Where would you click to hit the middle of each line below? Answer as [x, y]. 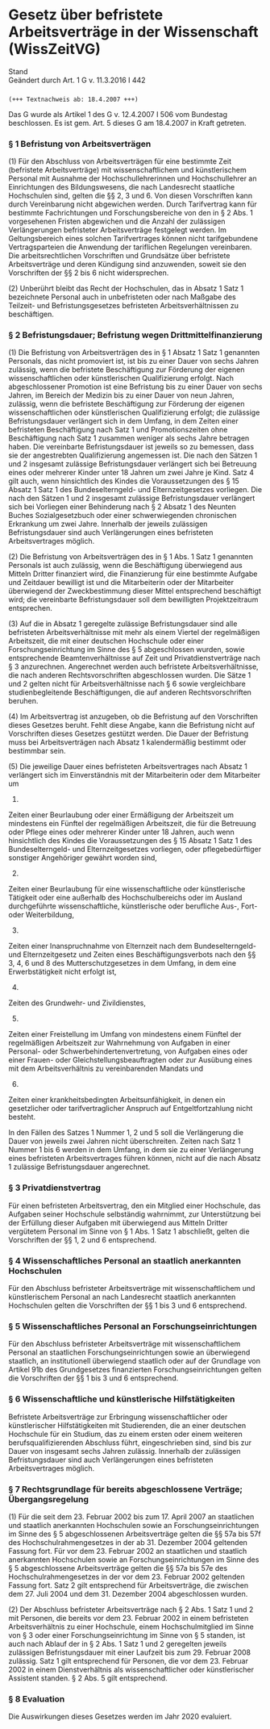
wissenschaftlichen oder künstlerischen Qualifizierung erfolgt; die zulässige [134, 412]
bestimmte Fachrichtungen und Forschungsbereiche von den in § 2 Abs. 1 [131, 213]
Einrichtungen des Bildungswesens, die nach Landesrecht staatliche [122, 187]
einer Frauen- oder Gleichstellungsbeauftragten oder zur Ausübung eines [130, 1060]
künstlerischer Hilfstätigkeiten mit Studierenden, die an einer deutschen [127, 1425]
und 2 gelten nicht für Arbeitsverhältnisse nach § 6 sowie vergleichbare [127, 684]
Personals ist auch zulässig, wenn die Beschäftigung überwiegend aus [126, 566]
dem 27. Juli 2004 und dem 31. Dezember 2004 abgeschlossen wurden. [128, 1593]
